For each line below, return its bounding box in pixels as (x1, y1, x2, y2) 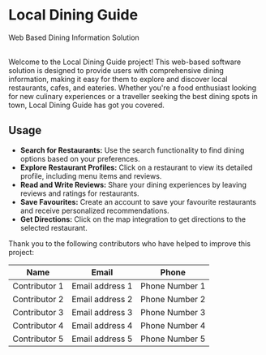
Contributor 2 (12, 293, 64, 305)
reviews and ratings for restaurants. (19, 188, 139, 198)
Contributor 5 (12, 333, 64, 344)
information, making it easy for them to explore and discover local (8, 74, 228, 84)
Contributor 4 (12, 319, 64, 331)
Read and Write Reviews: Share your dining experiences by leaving (19, 180, 247, 189)
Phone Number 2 (140, 293, 206, 305)
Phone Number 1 (140, 280, 206, 292)
